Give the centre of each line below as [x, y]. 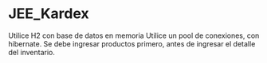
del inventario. [32, 52]
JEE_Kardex [49, 14]
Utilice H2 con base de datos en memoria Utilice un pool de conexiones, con [134, 35]
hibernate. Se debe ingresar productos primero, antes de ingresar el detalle [132, 43]
